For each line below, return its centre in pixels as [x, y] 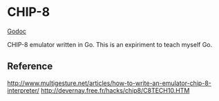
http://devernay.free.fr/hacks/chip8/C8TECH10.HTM [115, 90]
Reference [30, 66]
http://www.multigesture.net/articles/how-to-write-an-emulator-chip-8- [109, 83]
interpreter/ [23, 90]
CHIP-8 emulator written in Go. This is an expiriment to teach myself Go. [110, 44]
